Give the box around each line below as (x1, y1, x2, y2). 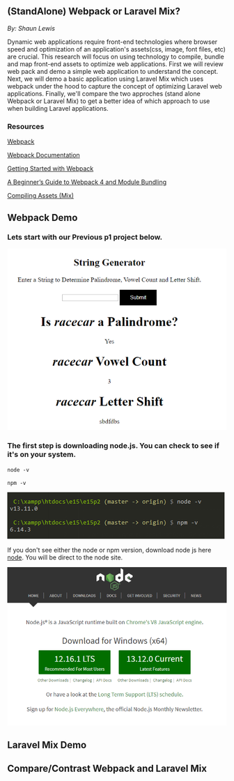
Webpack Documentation (7, 151, 80, 160)
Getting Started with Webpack (7, 164, 94, 173)
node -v (7, 466, 30, 473)
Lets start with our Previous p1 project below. (7, 233, 162, 242)
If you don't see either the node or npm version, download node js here (7, 546, 212, 554)
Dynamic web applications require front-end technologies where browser (7, 38, 218, 46)
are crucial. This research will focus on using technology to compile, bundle (7, 52, 224, 61)
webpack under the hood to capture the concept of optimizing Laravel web (7, 82, 223, 90)
